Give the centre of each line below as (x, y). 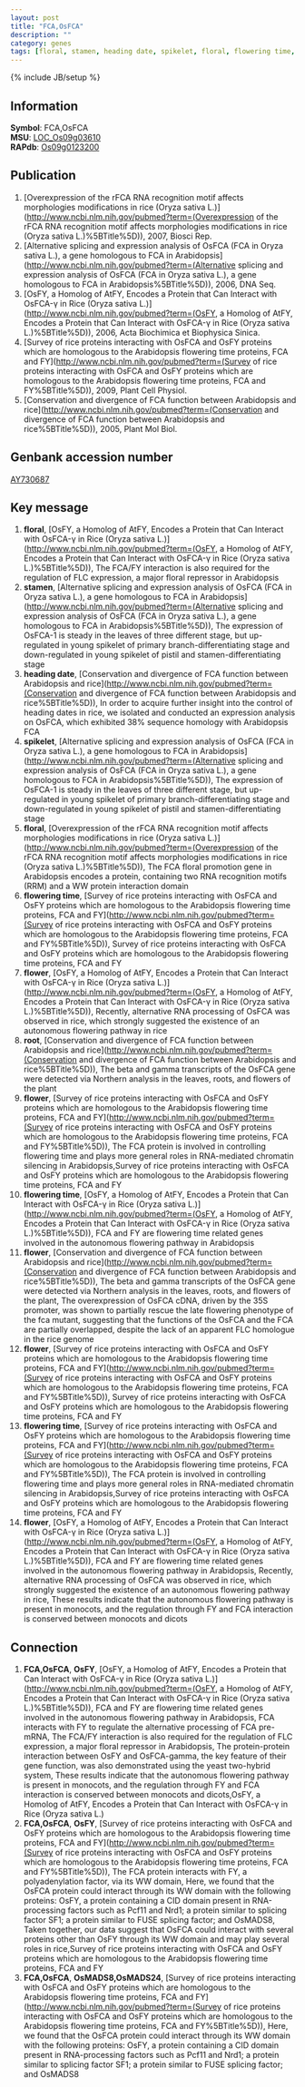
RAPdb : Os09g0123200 (55, 147)
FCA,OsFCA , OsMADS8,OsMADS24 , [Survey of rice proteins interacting (159, 1978)
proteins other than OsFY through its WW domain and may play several (156, 1939)
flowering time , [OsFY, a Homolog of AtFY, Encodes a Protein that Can (156, 1195)
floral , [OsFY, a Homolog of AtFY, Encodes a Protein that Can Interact (153, 529)
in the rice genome (59, 1339)
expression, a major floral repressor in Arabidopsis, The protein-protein (156, 1747)
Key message (49, 508)
